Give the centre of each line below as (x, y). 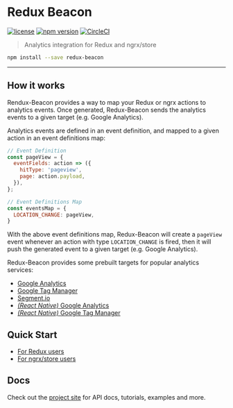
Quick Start (32, 335)
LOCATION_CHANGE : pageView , (54, 215)
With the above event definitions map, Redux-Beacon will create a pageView (115, 235)
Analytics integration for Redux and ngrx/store (90, 44)
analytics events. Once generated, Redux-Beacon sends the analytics (107, 110)
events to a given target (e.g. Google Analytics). (75, 117)
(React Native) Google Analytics (63, 305)
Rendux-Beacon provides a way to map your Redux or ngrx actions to (107, 102)
